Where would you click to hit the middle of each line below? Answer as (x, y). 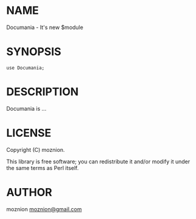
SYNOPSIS (34, 52)
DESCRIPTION (42, 92)
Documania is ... (26, 108)
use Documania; (25, 68)
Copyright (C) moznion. (35, 149)
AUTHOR (29, 192)
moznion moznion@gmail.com (44, 209)
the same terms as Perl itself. (42, 168)
